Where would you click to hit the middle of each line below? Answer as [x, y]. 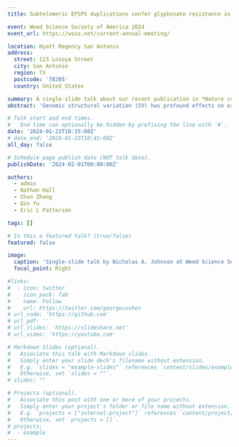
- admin [25, 184]
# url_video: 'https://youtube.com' [62, 335]
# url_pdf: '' [28, 321]
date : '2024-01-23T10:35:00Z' [52, 132]
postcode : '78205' [41, 79]
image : [17, 256]
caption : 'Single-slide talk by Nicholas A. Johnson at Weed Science [119, 262]
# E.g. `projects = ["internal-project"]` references [92, 413]
